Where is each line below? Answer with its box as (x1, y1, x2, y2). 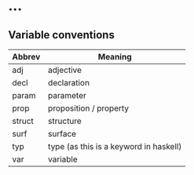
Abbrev (12, 52, 41, 62)
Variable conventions (8, 28, 115, 42)
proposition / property (48, 103, 130, 114)
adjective (48, 64, 82, 75)
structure (48, 115, 82, 126)
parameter (48, 90, 86, 100)
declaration (48, 78, 90, 88)
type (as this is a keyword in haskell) (48, 141, 182, 151)
